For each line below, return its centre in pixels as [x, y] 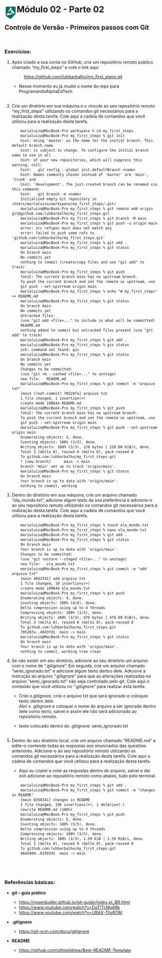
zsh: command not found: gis [50, 350]
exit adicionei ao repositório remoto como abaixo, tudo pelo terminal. [88, 776]
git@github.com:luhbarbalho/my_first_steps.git [60, 214]
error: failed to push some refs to [57, 233]
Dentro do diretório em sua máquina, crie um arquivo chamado [74, 495]
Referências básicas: [30, 882]
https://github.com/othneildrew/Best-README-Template [75, 950]
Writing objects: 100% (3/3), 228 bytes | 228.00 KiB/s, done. [86, 447]
